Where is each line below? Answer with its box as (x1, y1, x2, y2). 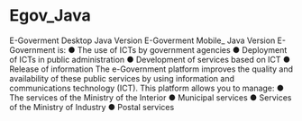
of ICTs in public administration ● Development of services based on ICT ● (9, 54, 291, 65)
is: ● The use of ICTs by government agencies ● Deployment (57, 44, 288, 55)
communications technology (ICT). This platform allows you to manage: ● (9, 82, 285, 93)
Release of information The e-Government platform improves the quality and (9, 64, 294, 74)
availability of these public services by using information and (9, 73, 234, 83)
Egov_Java (9, 5, 92, 26)
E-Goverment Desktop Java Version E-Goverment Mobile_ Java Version (9, 35, 276, 46)
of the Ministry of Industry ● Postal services (9, 101, 175, 112)
